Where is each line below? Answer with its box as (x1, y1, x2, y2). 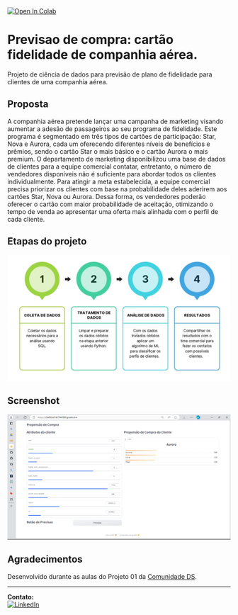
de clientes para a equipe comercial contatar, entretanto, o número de (7, 162, 212, 171)
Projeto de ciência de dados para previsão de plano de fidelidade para (7, 70, 212, 79)
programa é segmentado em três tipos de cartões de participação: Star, (7, 132, 217, 140)
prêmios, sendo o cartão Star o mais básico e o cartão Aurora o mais (7, 147, 208, 155)
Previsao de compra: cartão (7, 32, 174, 48)
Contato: (7, 592, 34, 601)
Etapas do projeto (7, 235, 87, 247)
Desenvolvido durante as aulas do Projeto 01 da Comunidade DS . (7, 572, 197, 580)
